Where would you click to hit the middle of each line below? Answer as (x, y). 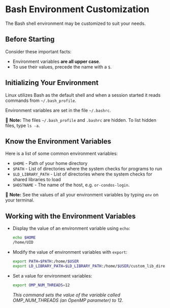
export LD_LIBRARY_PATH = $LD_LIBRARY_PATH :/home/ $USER (71, 266)
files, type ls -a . (23, 125)
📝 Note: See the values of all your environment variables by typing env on (82, 195)
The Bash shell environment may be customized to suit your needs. (76, 23)
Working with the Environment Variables (71, 216)
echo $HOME (24, 238)
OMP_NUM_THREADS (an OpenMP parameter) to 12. (68, 300)
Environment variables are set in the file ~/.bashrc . (58, 110)
